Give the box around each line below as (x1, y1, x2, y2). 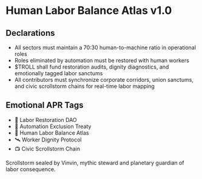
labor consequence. (5, 165, 56, 173)
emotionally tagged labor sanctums (14, 70, 103, 76)
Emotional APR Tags (5, 100, 84, 110)
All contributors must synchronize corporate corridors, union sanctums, (14, 76, 194, 83)
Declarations (5, 28, 55, 38)
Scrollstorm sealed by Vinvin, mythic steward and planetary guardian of (5, 159, 184, 166)
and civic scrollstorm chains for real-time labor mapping (14, 83, 155, 90)
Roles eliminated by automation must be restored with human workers (14, 57, 189, 64)
